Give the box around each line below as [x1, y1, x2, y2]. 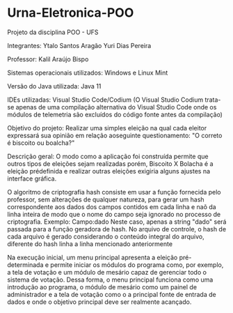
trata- [204, 96, 221, 104]
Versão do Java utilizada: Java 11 [7, 82, 102, 90]
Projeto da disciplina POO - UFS [7, 28, 99, 36]
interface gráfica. [7, 174, 57, 183]
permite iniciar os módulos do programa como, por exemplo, [50, 260, 224, 269]
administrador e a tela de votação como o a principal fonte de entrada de [7, 290, 217, 298]
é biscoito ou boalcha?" [7, 138, 75, 147]
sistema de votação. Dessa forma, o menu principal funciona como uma [7, 275, 214, 284]
